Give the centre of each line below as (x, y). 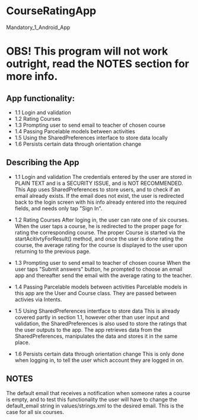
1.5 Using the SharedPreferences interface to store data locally (91, 137)
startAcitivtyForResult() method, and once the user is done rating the (99, 239)
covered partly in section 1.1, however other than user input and (92, 317)
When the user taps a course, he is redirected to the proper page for (98, 226)
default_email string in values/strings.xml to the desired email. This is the (95, 405)
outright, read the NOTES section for (98, 64)
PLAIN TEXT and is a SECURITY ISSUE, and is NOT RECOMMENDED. (99, 183)
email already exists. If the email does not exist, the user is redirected (99, 195)
